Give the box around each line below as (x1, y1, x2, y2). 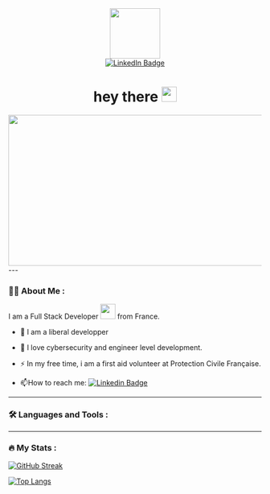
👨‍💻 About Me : (8, 285, 66, 296)
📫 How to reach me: (19, 378, 87, 388)
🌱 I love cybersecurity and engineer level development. (19, 343, 202, 352)
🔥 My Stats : (8, 443, 57, 454)
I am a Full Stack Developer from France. (8, 311, 161, 321)
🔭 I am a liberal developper (19, 327, 109, 337)
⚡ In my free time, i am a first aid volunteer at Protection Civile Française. (19, 359, 261, 368)
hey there (93, 88, 159, 106)
